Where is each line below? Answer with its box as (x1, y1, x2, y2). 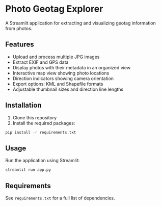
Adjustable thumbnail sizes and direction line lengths (12, 86, 124, 92)
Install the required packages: (12, 120, 75, 126)
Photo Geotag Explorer (5, 3, 103, 15)
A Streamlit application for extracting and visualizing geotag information (5, 20, 156, 26)
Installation (5, 101, 42, 110)
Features (5, 40, 34, 49)
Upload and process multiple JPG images (12, 54, 100, 60)
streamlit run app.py (5, 167, 51, 172)
